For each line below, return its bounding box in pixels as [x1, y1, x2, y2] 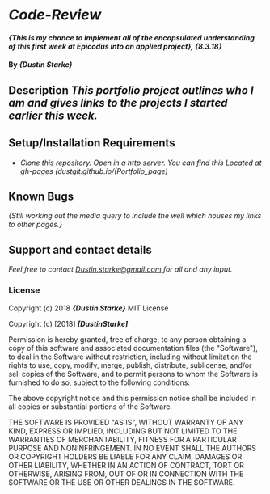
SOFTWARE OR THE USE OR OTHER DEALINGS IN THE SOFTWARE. [8, 477, 235, 487]
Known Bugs [8, 189, 74, 203]
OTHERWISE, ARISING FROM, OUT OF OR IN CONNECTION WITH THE [8, 469, 244, 479]
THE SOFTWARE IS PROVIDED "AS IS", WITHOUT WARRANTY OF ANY [8, 417, 244, 427]
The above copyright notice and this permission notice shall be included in [8, 393, 256, 403]
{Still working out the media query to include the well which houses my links [8, 211, 262, 221]
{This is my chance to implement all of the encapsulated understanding [8, 32, 255, 42]
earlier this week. [8, 108, 99, 122]
